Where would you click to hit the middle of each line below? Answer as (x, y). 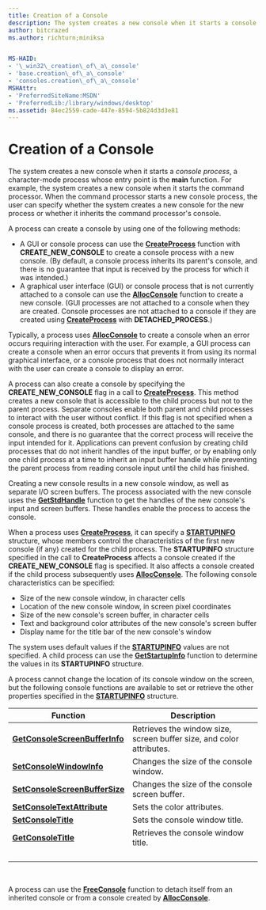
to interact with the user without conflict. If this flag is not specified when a (130, 418)
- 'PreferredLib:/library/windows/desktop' (81, 103)
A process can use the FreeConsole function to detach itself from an (120, 889)
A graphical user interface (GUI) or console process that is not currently (137, 286)
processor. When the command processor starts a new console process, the (133, 197)
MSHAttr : (23, 88)
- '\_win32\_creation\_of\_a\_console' (74, 66)
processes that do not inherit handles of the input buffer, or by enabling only (133, 451)
